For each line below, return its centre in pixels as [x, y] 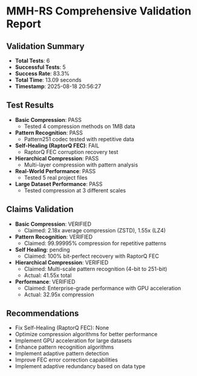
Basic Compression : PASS [48, 119]
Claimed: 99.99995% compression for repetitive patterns [95, 243]
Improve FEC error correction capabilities [66, 360]
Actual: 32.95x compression [59, 295]
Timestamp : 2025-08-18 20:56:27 [58, 86]
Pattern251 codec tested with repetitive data [79, 139]
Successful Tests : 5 [40, 67]
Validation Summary [45, 46]
